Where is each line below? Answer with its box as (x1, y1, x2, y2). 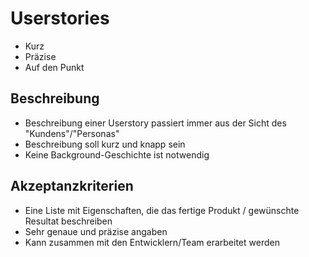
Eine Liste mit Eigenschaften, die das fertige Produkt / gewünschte (24, 204, 300, 216)
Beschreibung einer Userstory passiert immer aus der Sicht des (24, 117, 287, 129)
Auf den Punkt (24, 61, 85, 73)
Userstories (10, 7, 110, 30)
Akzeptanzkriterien (10, 178, 134, 195)
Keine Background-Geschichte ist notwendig (24, 148, 210, 161)
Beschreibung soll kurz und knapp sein (24, 138, 186, 150)
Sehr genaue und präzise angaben (24, 225, 168, 237)
